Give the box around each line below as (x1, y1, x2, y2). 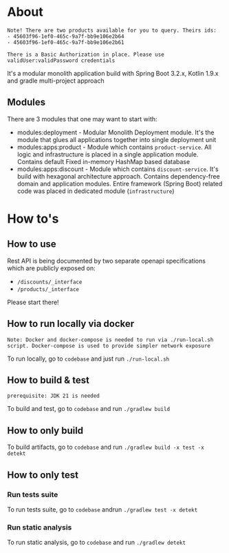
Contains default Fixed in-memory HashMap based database (17, 157, 190, 165)
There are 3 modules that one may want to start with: (7, 114, 157, 123)
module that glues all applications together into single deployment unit (17, 135, 217, 143)
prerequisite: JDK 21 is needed (7, 392, 100, 400)
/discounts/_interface (17, 279, 83, 285)
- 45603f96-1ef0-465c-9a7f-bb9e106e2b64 (7, 32, 125, 40)
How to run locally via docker (7, 318, 135, 330)
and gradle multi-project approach (7, 77, 105, 85)
